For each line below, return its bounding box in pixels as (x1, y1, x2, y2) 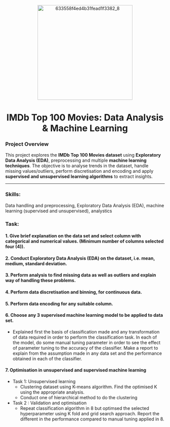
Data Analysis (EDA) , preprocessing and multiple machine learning (5, 157, 147, 164)
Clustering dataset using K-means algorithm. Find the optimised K (20, 384, 157, 390)
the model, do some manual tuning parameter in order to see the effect (12, 339, 161, 346)
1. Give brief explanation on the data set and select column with (5, 233, 141, 239)
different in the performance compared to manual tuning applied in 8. (20, 416, 164, 422)
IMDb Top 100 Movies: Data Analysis (6, 112, 164, 123)
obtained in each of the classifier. (12, 355, 82, 361)
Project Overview (5, 140, 49, 148)
